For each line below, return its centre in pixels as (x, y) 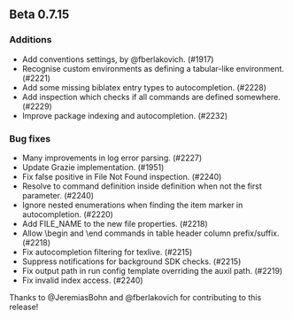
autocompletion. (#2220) (67, 214)
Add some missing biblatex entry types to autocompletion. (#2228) (144, 87)
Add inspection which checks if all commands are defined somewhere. (151, 97)
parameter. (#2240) (58, 195)
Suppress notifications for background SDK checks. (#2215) (131, 261)
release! (24, 307)
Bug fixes (30, 138)
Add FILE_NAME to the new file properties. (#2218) (115, 223)
